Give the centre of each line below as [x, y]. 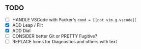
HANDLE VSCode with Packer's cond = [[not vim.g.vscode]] [74, 19]
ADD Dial [21, 31]
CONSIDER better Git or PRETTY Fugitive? [55, 36]
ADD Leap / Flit [28, 25]
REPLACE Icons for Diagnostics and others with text [65, 42]
